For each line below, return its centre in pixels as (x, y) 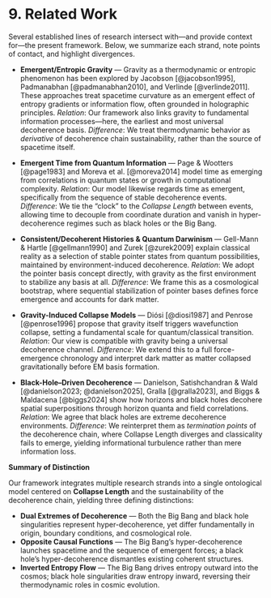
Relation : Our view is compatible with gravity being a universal (124, 341)
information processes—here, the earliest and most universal (122, 121)
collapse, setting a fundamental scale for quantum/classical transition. (137, 332)
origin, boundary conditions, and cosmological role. (106, 533)
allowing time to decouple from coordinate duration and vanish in (128, 214)
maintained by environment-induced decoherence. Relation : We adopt (137, 265)
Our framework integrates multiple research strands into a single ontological (135, 483)
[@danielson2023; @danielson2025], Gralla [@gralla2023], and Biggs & (140, 391)
